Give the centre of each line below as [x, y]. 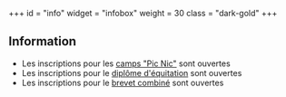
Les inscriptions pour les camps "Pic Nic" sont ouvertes [126, 63]
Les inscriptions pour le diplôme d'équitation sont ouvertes [132, 73]
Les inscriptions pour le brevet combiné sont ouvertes [123, 82]
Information [43, 41]
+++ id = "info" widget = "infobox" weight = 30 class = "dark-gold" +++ [143, 13]
